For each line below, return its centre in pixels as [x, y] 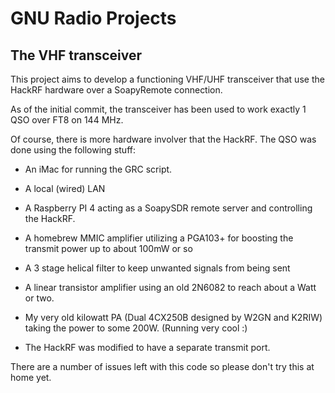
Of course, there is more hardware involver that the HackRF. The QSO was [163, 139]
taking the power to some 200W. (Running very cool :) [136, 328]
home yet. [31, 377]
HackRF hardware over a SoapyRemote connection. [116, 90]
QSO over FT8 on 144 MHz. [67, 120]
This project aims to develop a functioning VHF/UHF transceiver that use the [167, 79]
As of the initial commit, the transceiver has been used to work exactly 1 [158, 109]
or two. [39, 298]
